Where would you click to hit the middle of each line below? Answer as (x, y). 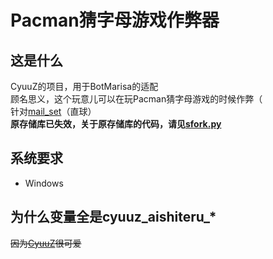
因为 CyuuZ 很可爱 (46, 243)
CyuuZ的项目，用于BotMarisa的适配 (84, 86)
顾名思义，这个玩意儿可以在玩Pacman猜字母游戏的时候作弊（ (136, 99)
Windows (44, 183)
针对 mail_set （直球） (53, 111)
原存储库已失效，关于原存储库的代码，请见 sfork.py (116, 124)
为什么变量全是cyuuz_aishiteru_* (113, 217)
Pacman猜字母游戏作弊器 (115, 20)
